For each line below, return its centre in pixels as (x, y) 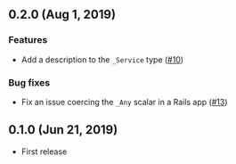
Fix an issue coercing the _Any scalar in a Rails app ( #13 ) (124, 102)
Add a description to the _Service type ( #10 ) (102, 59)
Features (28, 40)
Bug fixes (29, 82)
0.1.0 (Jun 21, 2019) (63, 130)
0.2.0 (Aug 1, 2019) (62, 15)
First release (44, 152)
